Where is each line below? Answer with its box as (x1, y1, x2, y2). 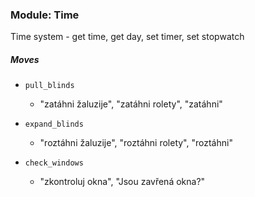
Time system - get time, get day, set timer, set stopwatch (10, 31, 245, 43)
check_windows (24, 158, 84, 168)
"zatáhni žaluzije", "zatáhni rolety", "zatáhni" (39, 98, 223, 110)
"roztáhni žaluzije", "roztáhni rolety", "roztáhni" (39, 137, 233, 149)
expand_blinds (24, 119, 84, 130)
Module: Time (10, 8, 80, 22)
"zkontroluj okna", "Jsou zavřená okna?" (39, 176, 206, 188)
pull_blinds (24, 81, 75, 91)
